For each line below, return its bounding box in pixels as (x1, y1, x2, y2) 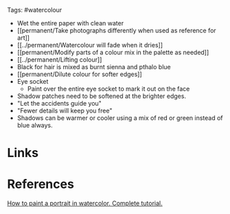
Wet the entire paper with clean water (16, 19, 124, 27)
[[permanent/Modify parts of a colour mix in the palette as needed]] (16, 48, 209, 56)
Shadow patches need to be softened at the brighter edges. (16, 92, 187, 100)
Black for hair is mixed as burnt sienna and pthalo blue (16, 63, 171, 71)
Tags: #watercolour (7, 6, 62, 14)
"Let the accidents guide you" (16, 99, 102, 107)
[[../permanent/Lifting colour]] (16, 56, 102, 64)
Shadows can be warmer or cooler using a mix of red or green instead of (16, 114, 223, 122)
